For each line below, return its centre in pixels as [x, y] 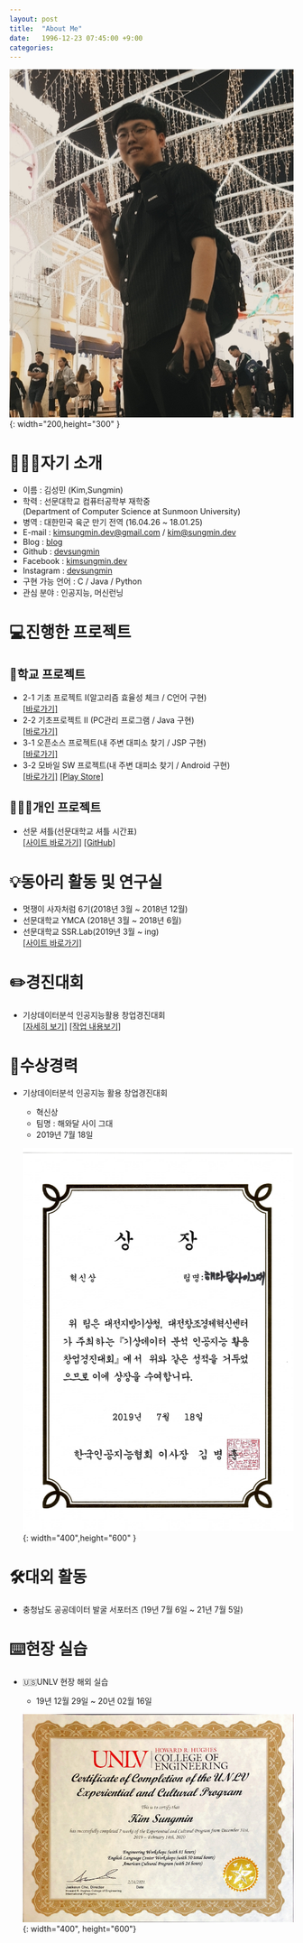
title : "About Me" [46, 28]
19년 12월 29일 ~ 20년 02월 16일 [94, 1700]
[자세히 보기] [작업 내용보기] [72, 1026]
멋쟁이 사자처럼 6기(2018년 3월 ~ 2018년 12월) [105, 909]
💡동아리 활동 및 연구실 [86, 882]
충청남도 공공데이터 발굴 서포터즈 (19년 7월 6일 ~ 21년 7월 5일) [133, 1609]
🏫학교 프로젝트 [47, 674]
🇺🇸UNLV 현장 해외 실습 [65, 1681]
